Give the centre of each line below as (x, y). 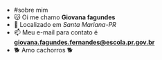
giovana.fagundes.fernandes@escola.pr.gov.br (84, 42)
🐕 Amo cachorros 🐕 (43, 50)
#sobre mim (31, 10)
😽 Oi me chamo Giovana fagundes (64, 17)
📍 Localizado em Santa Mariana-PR (65, 24)
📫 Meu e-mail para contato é (56, 32)
